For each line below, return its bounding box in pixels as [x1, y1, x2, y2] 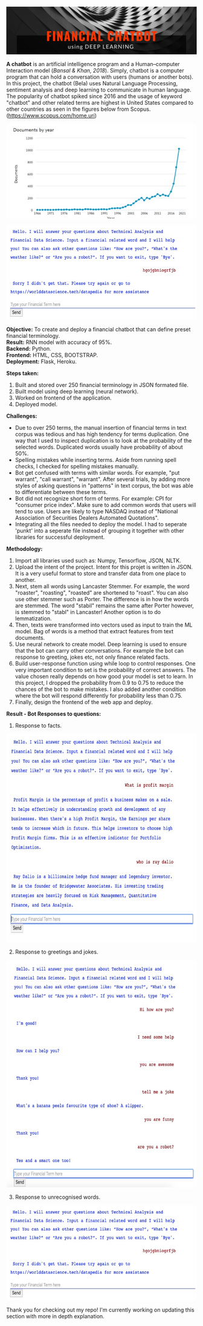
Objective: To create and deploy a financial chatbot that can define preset [6, 326, 191, 333]
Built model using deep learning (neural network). [14, 388, 139, 395]
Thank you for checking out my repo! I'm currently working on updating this [6, 1306, 195, 1313]
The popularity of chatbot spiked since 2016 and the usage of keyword [6, 93, 182, 100]
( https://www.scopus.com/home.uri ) [6, 112, 97, 119]
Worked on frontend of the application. [14, 394, 112, 401]
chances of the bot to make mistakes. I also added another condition [14, 685, 186, 693]
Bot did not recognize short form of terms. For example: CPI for [14, 495, 173, 502]
